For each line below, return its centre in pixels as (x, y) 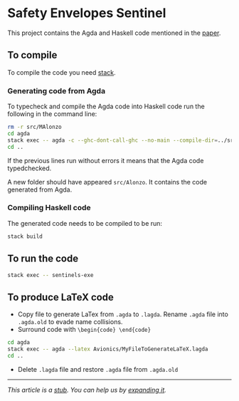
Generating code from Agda (56, 90)
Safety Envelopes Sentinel (87, 13)
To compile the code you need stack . (62, 72)
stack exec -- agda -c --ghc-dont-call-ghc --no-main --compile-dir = (113, 140)
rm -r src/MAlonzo (34, 127)
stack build (25, 236)
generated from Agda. (40, 189)
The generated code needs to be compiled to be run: (85, 223)
